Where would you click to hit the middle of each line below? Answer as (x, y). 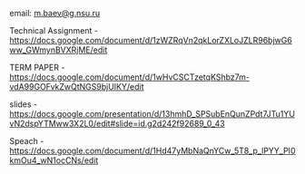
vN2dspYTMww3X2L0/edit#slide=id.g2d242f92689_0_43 (117, 123)
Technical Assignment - (54, 30)
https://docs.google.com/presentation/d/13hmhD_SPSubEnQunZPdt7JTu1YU (152, 114)
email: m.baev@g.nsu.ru (55, 13)
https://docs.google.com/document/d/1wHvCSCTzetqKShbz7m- (129, 77)
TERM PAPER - (37, 68)
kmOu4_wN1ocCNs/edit (54, 160)
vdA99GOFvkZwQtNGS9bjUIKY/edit (77, 87)
